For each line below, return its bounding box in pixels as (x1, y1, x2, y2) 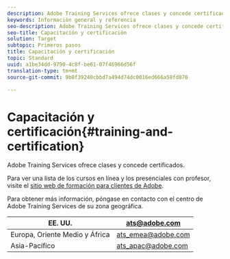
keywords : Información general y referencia (7, 16, 136, 23)
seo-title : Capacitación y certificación (7, 29, 127, 36)
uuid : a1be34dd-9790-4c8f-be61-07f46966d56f (7, 61, 136, 68)
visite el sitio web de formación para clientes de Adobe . (7, 182, 164, 190)
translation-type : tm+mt (7, 67, 78, 74)
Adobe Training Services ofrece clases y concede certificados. (7, 161, 185, 169)
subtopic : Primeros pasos (7, 42, 81, 49)
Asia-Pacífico (10, 241, 55, 251)
